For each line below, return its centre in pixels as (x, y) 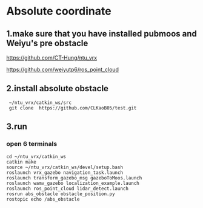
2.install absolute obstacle (58, 88)
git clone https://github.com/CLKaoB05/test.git (73, 108)
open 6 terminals (32, 144)
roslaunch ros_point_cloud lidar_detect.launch (68, 189)
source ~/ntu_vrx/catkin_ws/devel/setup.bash (65, 167)
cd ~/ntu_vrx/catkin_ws (36, 156)
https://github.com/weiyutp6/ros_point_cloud (63, 69)
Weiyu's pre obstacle (47, 43)
